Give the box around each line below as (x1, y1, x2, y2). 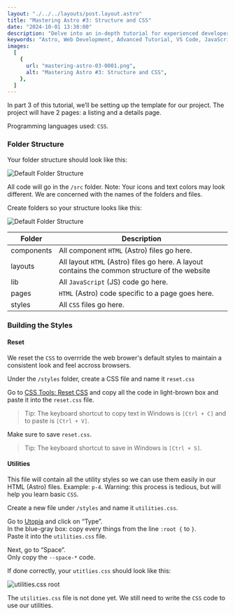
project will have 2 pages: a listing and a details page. (7, 108, 162, 117)
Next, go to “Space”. (7, 545, 66, 553)
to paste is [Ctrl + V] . (24, 416, 90, 425)
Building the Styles (7, 320, 73, 330)
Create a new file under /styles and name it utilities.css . (7, 503, 178, 511)
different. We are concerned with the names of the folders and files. (7, 190, 203, 198)
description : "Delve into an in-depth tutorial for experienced (7, 29, 199, 37)
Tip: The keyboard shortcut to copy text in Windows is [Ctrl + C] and (24, 409, 227, 417)
